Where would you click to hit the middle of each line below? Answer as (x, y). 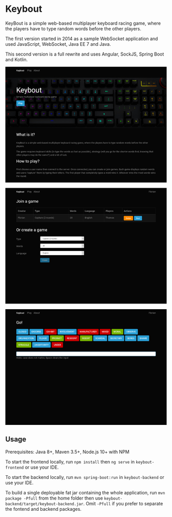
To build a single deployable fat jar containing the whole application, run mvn (85, 492)
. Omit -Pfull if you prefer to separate (123, 503)
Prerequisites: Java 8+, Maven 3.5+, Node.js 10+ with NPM (67, 452)
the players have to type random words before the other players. (73, 28)
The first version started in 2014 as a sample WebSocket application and (82, 39)
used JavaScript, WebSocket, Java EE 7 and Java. (58, 44)
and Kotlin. (17, 59)
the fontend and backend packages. (44, 509)
